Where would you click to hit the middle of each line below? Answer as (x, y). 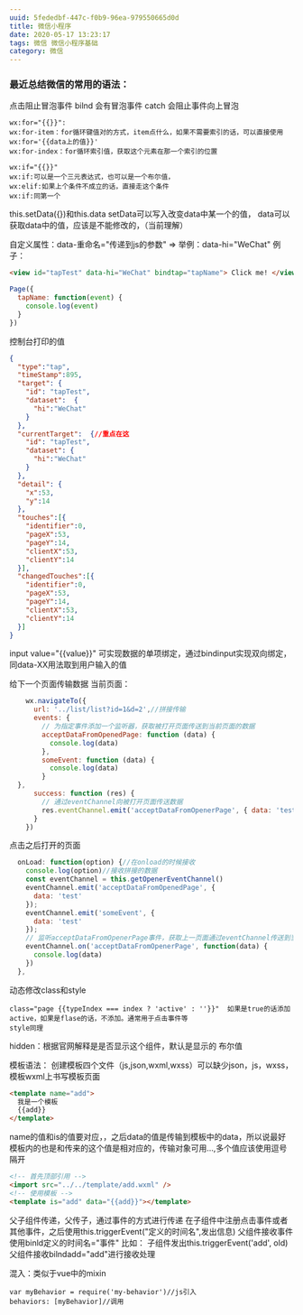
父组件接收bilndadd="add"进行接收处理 (83, 1254)
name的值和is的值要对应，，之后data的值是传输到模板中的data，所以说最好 (148, 1137)
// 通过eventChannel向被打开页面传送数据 (112, 801)
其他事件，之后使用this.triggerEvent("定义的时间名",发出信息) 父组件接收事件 (151, 1231)
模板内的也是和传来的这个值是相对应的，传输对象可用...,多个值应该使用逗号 (148, 1148)
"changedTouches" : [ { (56, 577)
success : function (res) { (84, 794)
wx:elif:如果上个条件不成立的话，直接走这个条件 (89, 187)
